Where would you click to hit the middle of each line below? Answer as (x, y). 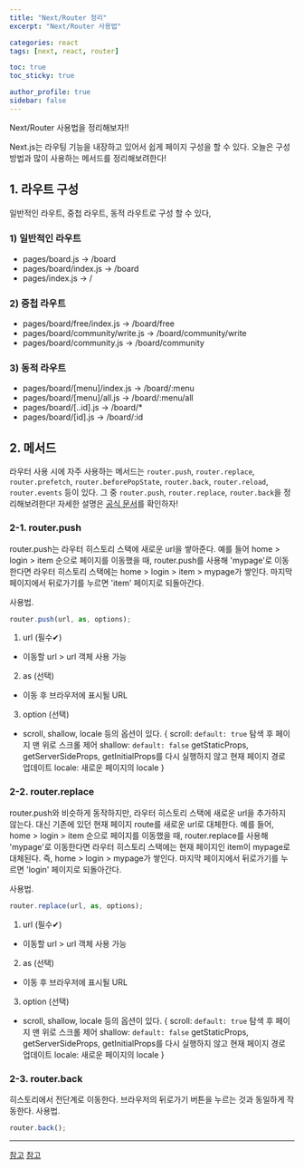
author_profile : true (50, 92)
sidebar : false (38, 101)
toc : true (28, 68)
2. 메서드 (33, 448)
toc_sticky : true (42, 76)
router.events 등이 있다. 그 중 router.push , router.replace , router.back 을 (146, 493)
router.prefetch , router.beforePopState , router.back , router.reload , (139, 482)
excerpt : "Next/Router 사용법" (66, 26)
